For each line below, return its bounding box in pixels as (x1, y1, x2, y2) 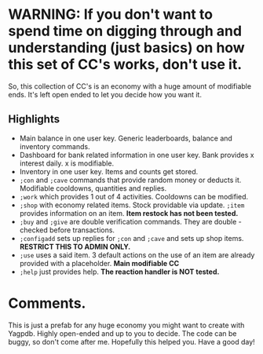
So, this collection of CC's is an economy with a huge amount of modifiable (8, 81, 252, 91)
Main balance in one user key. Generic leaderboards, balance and (19, 133, 233, 143)
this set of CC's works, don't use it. (8, 56, 242, 74)
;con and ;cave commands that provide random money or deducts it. (19, 175, 242, 184)
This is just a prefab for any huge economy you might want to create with (8, 320, 245, 330)
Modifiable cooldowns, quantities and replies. (19, 183, 167, 193)
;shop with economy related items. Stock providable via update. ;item (19, 200, 245, 210)
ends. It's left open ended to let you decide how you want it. (8, 89, 203, 99)
